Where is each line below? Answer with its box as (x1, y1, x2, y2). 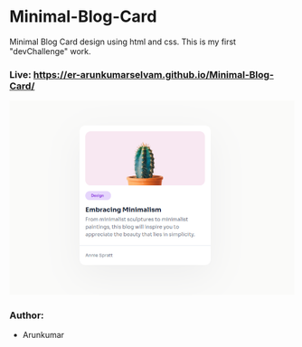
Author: (9, 309, 44, 322)
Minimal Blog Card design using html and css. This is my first (9, 36, 237, 47)
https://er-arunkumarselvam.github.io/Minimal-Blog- (33, 68, 274, 80)
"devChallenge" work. (9, 45, 92, 56)
